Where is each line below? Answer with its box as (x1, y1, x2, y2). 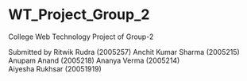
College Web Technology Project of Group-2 (8, 32, 154, 41)
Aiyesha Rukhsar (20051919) (8, 64, 102, 73)
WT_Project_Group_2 (8, 6, 150, 24)
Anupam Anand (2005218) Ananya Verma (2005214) (8, 56, 180, 65)
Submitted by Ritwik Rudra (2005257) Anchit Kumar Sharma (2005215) (8, 47, 240, 56)
